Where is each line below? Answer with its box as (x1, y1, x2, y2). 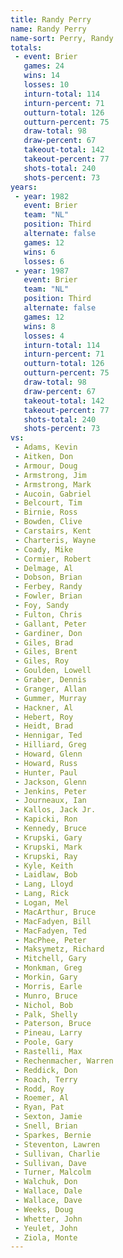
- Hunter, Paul (14, 767, 78, 778)
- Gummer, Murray (14, 693, 87, 703)
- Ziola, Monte (14, 1232, 78, 1243)
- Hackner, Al (14, 702, 74, 713)
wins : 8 (23, 321, 56, 331)
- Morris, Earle (14, 981, 83, 991)
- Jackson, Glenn (14, 777, 87, 787)
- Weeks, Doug (14, 1204, 74, 1215)
